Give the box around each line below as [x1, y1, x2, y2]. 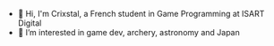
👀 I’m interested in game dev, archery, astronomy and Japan [17, 27, 240, 37]
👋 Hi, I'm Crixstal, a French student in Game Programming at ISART [17, 9, 265, 19]
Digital [17, 18, 42, 28]
